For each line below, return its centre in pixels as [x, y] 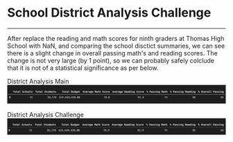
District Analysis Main [38, 81]
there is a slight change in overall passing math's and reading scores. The [113, 53]
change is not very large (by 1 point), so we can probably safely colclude [111, 60]
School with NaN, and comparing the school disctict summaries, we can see [116, 46]
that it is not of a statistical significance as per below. [83, 68]
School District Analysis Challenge [109, 13]
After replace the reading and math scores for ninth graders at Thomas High [116, 38]
